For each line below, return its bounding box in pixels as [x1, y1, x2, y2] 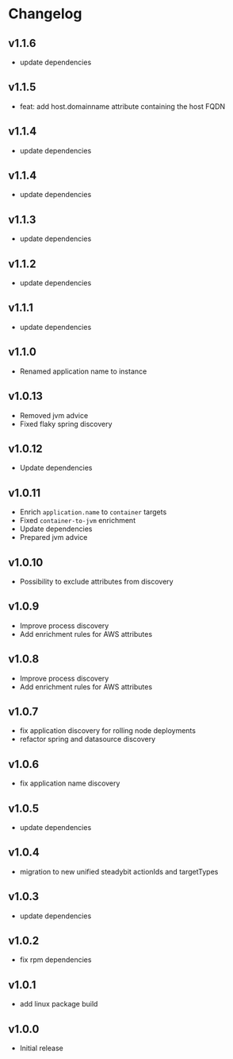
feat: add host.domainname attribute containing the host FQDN [19, 101, 226, 111]
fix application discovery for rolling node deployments [19, 726, 197, 735]
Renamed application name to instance [19, 367, 147, 376]
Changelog [8, 5, 82, 23]
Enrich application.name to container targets [19, 507, 167, 517]
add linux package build [19, 999, 98, 1009]
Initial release [19, 1043, 63, 1053]
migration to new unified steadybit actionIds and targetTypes [19, 867, 219, 876]
